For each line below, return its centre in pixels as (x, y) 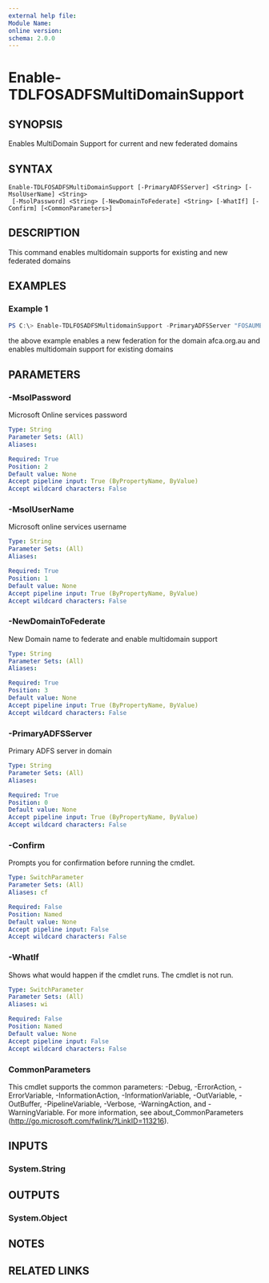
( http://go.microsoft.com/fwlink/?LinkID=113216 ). (89, 1121)
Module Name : (30, 23)
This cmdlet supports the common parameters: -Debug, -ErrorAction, (123, 1086)
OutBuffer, (25, 1103)
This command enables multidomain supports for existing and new (118, 252)
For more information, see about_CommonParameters (155, 1112)
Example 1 (28, 309)
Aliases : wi (28, 1005)
